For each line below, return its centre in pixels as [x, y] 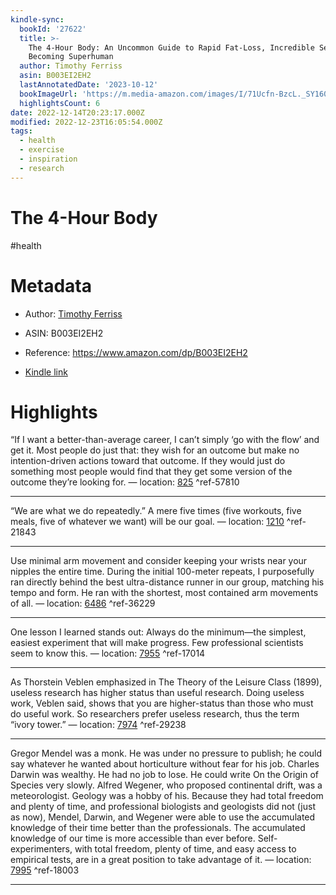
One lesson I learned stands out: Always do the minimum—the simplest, [158, 632]
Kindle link [46, 372]
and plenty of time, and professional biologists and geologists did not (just [163, 807]
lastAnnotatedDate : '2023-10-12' [89, 85]
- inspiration [48, 159]
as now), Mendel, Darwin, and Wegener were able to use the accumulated [163, 817]
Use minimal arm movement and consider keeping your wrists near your [159, 561]
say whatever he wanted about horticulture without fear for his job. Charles [165, 764]
